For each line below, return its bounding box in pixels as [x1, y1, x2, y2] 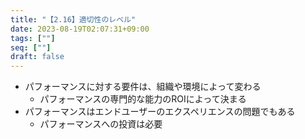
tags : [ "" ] [10, 33, 56, 43]
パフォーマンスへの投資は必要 [39, 118, 163, 130]
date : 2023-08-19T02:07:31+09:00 [10, 24, 150, 34]
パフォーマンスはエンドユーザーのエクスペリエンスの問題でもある [24, 106, 296, 118]
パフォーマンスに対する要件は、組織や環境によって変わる [24, 81, 262, 93]
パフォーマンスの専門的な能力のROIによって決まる [39, 93, 247, 105]
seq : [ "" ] [10, 42, 52, 53]
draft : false [10, 52, 65, 62]
